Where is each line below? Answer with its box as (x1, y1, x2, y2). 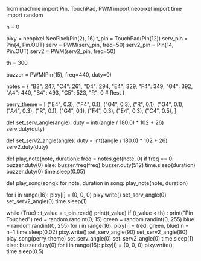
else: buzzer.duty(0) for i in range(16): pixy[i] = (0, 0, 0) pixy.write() (6, 241, 173, 248)
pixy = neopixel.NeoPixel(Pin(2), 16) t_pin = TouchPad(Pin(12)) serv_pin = (6, 35, 188, 42)
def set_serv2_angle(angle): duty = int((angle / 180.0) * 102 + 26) (6, 137, 168, 144)
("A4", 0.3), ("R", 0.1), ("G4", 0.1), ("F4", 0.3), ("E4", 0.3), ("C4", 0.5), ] (6, 107, 177, 114)
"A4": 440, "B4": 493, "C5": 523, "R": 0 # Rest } (6, 89, 125, 96)
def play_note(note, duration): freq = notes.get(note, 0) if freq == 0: (6, 155, 174, 162)
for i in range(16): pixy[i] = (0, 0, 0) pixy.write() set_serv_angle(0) (6, 191, 167, 198)
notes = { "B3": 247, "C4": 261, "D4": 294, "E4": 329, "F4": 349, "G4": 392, (6, 83, 193, 90)
